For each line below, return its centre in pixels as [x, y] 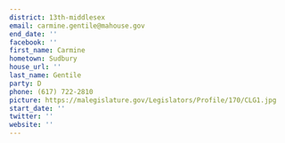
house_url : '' [36, 68]
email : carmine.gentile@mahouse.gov [77, 26]
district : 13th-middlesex [57, 17]
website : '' [31, 125]
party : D [25, 83]
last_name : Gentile [45, 75]
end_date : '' [33, 34]
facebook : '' [33, 42]
